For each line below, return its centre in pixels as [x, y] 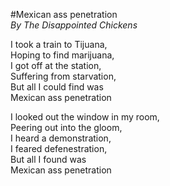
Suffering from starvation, [63, 76]
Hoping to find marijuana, [62, 55]
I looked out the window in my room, [85, 117]
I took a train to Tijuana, [59, 44]
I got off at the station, [56, 65]
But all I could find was [57, 87]
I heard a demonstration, [61, 138]
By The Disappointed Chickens [74, 25]
